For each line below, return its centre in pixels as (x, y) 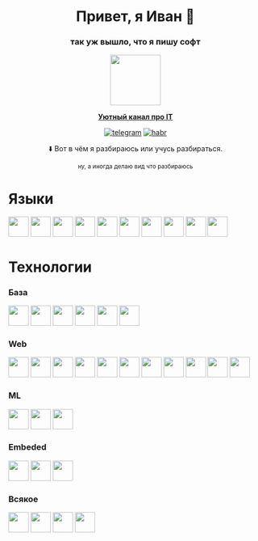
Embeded (27, 447)
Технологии (50, 267)
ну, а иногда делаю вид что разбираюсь (135, 167)
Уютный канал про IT (135, 117)
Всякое (23, 499)
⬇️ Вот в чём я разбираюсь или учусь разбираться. (135, 149)
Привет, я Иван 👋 (135, 17)
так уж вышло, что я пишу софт (135, 42)
